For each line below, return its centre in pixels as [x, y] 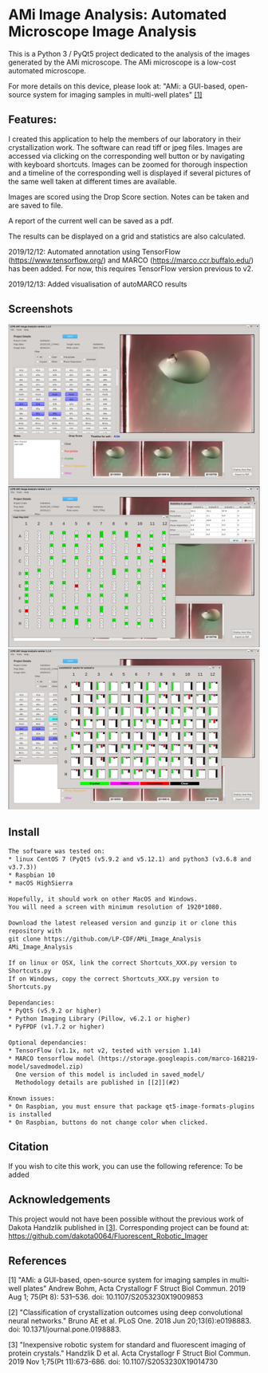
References [37, 1261]
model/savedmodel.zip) [46, 1067]
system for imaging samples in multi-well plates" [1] [118, 94]
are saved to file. [36, 205]
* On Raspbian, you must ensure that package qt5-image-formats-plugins [132, 1107]
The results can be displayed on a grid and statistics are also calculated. [127, 236]
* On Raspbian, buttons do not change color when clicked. [108, 1122]
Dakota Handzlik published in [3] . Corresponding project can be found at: [129, 1227]
